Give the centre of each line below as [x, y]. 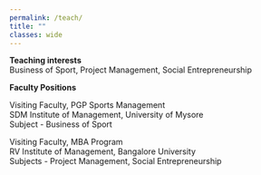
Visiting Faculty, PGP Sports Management [87, 105]
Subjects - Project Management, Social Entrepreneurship [116, 161]
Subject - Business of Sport [61, 124]
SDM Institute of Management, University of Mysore [106, 115]
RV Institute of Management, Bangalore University [103, 151]
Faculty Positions [43, 88]
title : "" [28, 26]
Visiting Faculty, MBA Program [67, 142]
